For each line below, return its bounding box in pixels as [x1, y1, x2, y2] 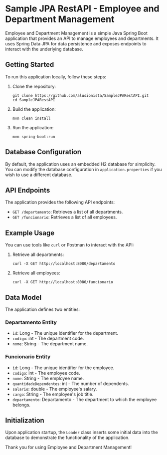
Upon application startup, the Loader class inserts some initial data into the [5, 430, 158, 436]
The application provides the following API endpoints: [5, 199, 115, 205]
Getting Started [5, 60, 54, 69]
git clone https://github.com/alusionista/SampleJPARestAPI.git [12, 93, 149, 98]
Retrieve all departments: [12, 251, 64, 257]
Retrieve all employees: [12, 270, 61, 276]
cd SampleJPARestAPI [12, 97, 55, 102]
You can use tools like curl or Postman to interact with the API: [5, 242, 134, 248]
